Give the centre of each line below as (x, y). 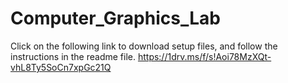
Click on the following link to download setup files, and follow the (144, 46)
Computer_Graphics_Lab (115, 18)
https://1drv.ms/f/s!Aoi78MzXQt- (204, 56)
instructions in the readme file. (73, 56)
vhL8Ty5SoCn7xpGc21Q (61, 67)
